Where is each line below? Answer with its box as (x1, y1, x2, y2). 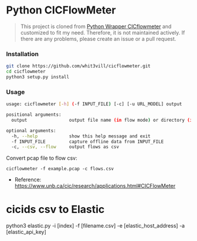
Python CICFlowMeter (6, 4, 116, 17)
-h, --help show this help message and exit (11, 133, 151, 139)
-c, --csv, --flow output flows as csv (11, 144, 119, 150)
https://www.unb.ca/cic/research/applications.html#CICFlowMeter (14, 183, 176, 190)
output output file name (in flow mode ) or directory (11, 117, 185, 123)
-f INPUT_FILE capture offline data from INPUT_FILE (11, 139, 164, 144)
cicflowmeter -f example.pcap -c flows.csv (6, 166, 114, 172)
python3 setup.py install (6, 74, 69, 80)
